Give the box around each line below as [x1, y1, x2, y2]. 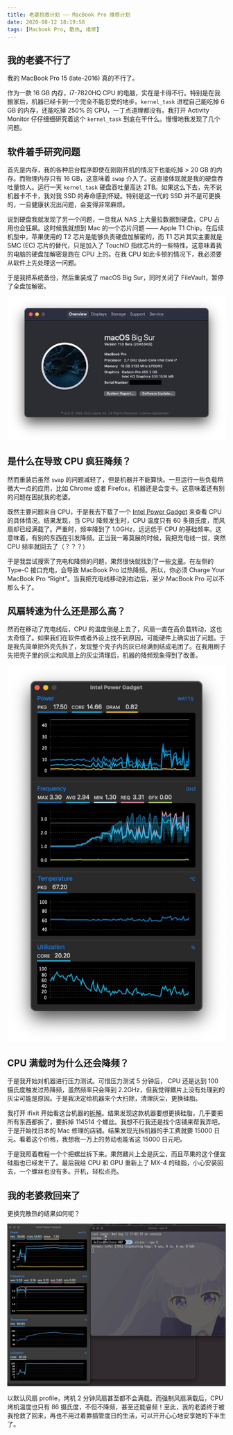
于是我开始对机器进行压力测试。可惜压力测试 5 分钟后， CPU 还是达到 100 [7, 1077, 218, 1085]
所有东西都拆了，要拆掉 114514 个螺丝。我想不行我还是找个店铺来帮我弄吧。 [7, 1118, 224, 1126]
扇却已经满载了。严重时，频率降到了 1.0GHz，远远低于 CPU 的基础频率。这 [7, 525, 222, 533]
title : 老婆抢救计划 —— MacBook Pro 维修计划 [7, 11, 130, 18]
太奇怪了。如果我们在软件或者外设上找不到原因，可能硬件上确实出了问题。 [7, 633, 220, 642]
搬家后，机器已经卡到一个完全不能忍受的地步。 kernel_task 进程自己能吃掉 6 [7, 97, 225, 106]
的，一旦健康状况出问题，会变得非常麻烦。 [7, 200, 129, 209]
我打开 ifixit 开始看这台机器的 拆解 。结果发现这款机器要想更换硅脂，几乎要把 [7, 1109, 223, 1117]
